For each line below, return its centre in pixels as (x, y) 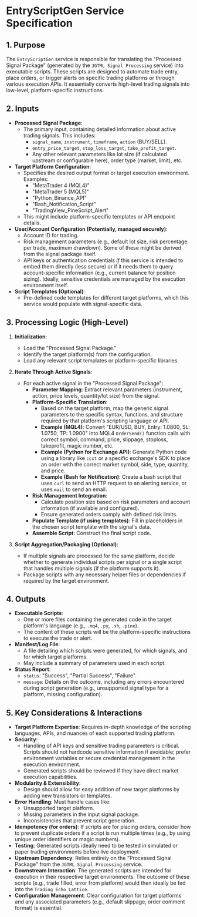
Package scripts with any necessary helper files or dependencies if (105, 575)
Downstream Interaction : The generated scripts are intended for (93, 871)
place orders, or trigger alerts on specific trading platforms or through (90, 78)
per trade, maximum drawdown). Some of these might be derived (102, 247)
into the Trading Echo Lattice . (52, 889)
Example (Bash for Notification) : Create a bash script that (111, 476)
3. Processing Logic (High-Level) (67, 322)
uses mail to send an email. (74, 489)
